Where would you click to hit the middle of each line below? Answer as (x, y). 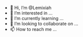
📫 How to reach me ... (33, 29)
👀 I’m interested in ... (31, 13)
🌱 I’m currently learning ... (37, 18)
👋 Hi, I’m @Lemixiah (31, 8)
